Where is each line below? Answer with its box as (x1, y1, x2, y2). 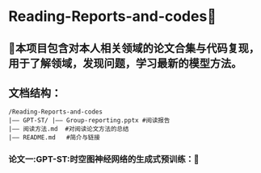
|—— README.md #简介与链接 (8, 134, 101, 142)
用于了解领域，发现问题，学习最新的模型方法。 (8, 56, 242, 70)
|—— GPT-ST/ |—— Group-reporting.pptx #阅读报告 (8, 117, 170, 125)
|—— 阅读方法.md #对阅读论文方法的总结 (8, 125, 129, 134)
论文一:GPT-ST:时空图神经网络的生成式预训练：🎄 (8, 154, 200, 165)
